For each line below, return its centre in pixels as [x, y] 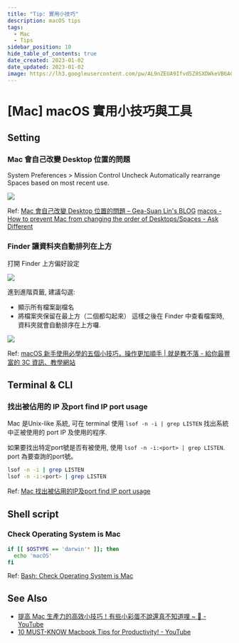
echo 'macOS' [33, 556]
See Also [27, 598]
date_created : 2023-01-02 [46, 61]
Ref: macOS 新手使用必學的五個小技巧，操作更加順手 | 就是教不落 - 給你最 [116, 353]
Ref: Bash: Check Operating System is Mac [70, 576]
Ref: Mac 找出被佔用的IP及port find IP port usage [79, 491]
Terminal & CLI [40, 385]
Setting [24, 138]
